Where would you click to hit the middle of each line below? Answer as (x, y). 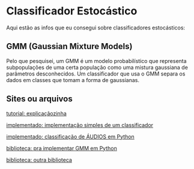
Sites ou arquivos (40, 99)
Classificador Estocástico (72, 11)
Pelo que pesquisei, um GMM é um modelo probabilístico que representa (97, 61)
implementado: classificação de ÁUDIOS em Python (71, 137)
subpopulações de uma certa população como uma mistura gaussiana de (97, 67)
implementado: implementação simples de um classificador (80, 125)
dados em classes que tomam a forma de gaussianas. (73, 80)
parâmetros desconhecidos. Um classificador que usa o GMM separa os (96, 74)
